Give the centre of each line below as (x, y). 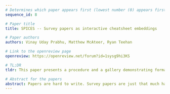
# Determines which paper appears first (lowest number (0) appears (79, 10)
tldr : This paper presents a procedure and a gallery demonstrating (79, 70)
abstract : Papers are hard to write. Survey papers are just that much (82, 84)
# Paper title (20, 24)
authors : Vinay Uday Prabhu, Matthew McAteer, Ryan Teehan (69, 42)
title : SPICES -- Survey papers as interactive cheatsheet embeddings (81, 28)
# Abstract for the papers (34, 79)
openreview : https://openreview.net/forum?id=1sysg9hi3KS (68, 56)
